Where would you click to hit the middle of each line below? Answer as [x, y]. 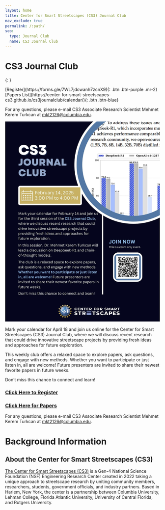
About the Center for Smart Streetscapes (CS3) [79, 460]
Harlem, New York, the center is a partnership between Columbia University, [82, 492]
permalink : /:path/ [25, 26]
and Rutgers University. [29, 503]
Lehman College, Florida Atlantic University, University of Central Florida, [79, 497]
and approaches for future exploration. [44, 345]
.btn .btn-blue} [104, 100]
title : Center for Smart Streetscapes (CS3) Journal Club [66, 15]
